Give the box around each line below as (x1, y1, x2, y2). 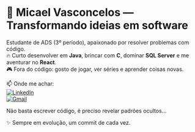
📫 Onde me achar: (6, 79, 54, 87)
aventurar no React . (6, 58, 57, 66)
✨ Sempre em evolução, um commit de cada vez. (6, 119, 131, 126)
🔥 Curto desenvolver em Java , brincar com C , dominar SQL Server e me (6, 51, 189, 59)
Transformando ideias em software (6, 18, 188, 32)
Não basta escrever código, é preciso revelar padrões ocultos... (6, 107, 167, 114)
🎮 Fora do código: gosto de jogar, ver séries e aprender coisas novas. (6, 65, 184, 73)
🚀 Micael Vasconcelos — (6, 5, 134, 20)
